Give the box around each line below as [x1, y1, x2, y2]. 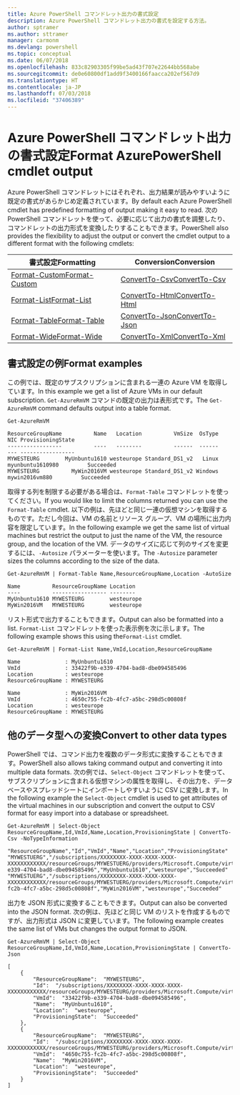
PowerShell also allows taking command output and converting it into [19, 759, 223, 767]
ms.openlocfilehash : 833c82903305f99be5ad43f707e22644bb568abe [7, 64, 200, 71]
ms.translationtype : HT [7, 76, 79, 84]
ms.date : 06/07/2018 [7, 57, 69, 64]
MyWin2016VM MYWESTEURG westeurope [7, 601, 142, 609]
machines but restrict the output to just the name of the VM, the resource [7, 531, 223, 539]
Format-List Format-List [11, 294, 91, 304]
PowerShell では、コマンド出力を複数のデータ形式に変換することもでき [7, 749, 218, 758]
